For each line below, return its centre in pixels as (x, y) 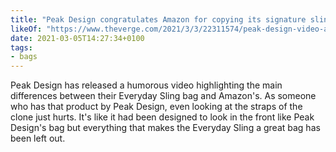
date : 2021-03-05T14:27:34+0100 (77, 38)
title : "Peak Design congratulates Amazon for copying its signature (158, 19)
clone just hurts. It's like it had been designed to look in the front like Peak (162, 117)
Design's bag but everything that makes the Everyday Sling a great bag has (165, 128)
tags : (21, 47)
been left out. (38, 138)
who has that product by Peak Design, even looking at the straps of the (156, 107)
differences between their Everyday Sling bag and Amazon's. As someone (163, 96)
